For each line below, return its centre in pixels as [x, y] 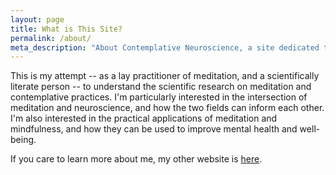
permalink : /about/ [51, 38]
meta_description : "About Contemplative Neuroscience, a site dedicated [165, 47]
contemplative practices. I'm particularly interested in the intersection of [159, 97]
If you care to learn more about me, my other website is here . [136, 159]
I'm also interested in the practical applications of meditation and [144, 118]
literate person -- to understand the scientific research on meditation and [161, 87]
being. [23, 140]
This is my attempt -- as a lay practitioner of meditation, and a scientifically [165, 76]
